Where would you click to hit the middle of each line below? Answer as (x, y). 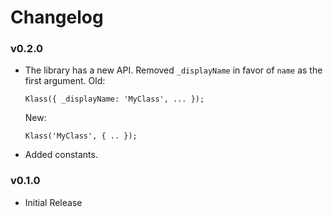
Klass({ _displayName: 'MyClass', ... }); (114, 99)
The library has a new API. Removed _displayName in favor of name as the (173, 70)
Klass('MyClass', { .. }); (81, 136)
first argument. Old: (65, 81)
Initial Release (53, 202)
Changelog (57, 17)
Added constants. (61, 155)
